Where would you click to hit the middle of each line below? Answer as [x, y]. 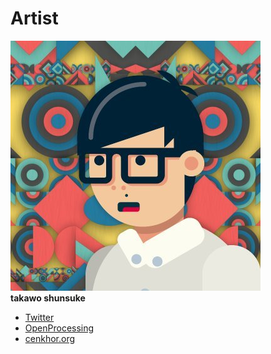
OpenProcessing [59, 328]
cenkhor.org [50, 338]
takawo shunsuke [48, 298]
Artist [34, 18]
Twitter [39, 317]
